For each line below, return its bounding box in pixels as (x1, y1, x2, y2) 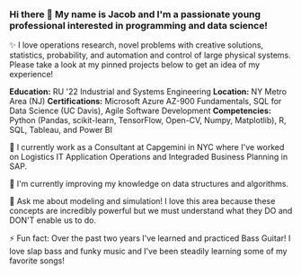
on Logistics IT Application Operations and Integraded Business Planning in (9, 152, 288, 163)
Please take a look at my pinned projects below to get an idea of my (9, 59, 261, 70)
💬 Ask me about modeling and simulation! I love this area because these (9, 196, 276, 207)
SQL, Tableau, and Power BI (9, 125, 112, 136)
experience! (9, 69, 54, 80)
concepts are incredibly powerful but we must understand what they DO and (9, 206, 293, 217)
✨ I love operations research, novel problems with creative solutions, (9, 40, 263, 50)
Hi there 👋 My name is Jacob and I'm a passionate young (9, 8, 261, 21)
